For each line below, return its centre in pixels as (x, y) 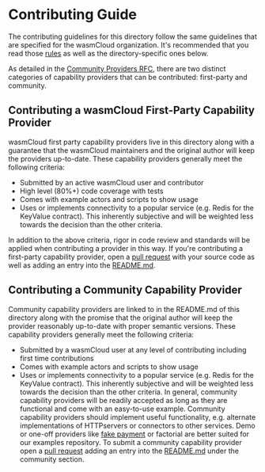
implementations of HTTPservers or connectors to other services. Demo (137, 425)
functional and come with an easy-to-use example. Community (122, 409)
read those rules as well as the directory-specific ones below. (108, 53)
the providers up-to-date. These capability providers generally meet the (125, 158)
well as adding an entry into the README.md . (82, 265)
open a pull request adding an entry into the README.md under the (129, 451)
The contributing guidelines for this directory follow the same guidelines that (132, 36)
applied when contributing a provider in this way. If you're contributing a (126, 248)
